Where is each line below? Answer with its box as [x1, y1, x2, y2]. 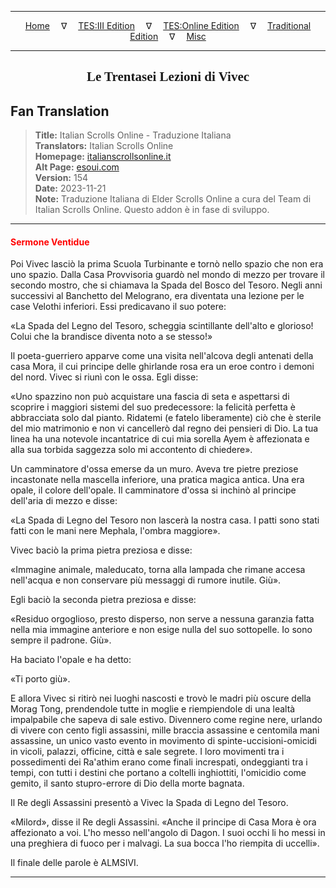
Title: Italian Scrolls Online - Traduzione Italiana [34, 129, 232, 141]
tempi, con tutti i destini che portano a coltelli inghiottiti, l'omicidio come [10, 767, 307, 779]
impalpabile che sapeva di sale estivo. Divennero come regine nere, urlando [10, 714, 323, 726]
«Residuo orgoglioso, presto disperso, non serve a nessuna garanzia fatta [10, 613, 315, 625]
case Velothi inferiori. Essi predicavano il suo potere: [10, 301, 227, 313]
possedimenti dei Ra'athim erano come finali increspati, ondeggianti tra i [10, 756, 308, 768]
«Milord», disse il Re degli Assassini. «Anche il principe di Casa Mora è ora [10, 816, 317, 828]
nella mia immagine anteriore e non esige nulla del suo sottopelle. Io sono [10, 624, 313, 636]
